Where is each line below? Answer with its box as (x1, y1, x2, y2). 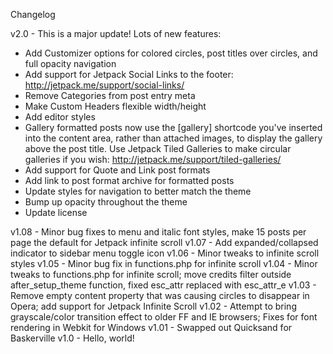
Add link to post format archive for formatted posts (24, 175, 235, 186)
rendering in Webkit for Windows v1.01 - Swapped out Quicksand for (10, 322, 293, 333)
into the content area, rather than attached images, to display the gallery (24, 132, 323, 144)
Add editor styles (24, 111, 96, 123)
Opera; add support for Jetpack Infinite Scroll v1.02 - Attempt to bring (10, 300, 297, 312)
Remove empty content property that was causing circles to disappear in (10, 290, 310, 301)
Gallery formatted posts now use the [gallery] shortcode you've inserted (24, 122, 323, 133)
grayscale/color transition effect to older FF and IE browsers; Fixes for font (10, 311, 318, 323)
